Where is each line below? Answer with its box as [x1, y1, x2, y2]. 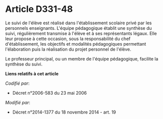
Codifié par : [5, 80, 30, 86]
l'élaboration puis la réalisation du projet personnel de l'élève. [5, 46, 132, 52]
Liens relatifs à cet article [5, 70, 59, 76]
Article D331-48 [5, 3, 73, 15]
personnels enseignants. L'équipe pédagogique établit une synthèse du [5, 25, 152, 31]
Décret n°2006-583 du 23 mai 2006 [12, 90, 87, 96]
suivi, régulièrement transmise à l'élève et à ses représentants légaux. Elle [5, 30, 157, 36]
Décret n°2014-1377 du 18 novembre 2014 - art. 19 [12, 109, 116, 115]
